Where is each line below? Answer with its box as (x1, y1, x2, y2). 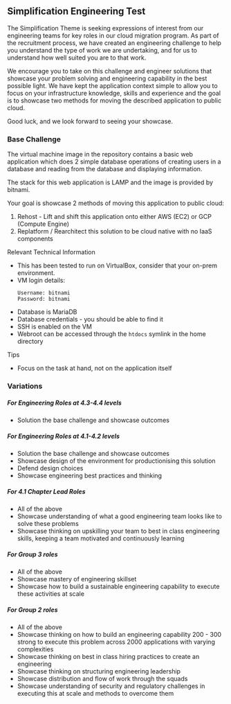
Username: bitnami (17, 290, 71, 297)
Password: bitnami (17, 296, 71, 303)
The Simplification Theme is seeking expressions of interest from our (7, 24, 204, 32)
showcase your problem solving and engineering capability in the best (7, 74, 207, 82)
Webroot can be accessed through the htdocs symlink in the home (17, 330, 206, 338)
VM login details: (17, 276, 66, 285)
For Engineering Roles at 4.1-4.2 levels (7, 432, 120, 440)
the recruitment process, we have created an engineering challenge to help (7, 38, 221, 47)
